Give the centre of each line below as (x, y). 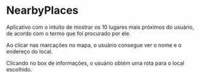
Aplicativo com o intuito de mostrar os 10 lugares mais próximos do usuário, (100, 27)
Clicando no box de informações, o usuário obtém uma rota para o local (95, 63)
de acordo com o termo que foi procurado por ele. (69, 33)
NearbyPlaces (42, 10)
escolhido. (19, 69)
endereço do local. (30, 51)
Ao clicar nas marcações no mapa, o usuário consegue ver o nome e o (94, 45)
